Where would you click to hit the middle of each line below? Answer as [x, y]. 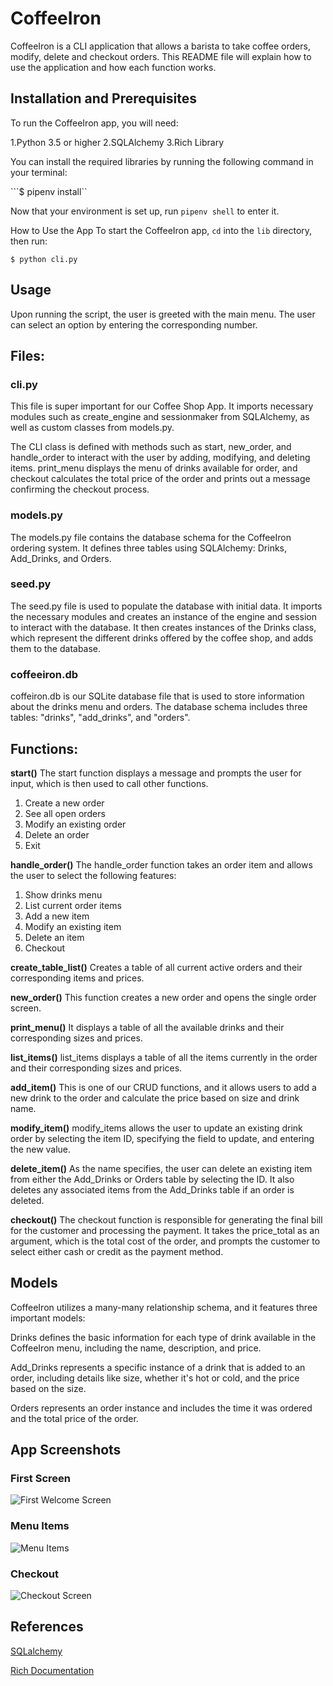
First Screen [40, 1479]
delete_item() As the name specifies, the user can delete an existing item [161, 1168]
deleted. [27, 1200]
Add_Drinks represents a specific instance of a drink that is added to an [158, 1367]
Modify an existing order [75, 824]
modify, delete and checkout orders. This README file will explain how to [161, 56]
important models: [48, 1318]
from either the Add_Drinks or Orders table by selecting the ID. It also [152, 1179]
